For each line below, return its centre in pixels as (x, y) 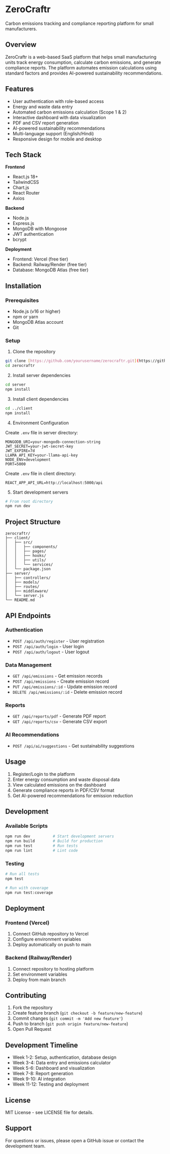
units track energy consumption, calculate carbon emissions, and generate (83, 62)
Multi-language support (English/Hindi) (53, 133)
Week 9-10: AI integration (39, 1079)
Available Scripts (27, 826)
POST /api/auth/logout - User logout (51, 652)
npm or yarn (25, 317)
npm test (14, 879)
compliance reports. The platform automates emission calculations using (81, 67)
